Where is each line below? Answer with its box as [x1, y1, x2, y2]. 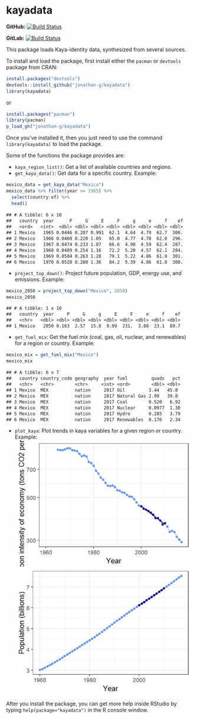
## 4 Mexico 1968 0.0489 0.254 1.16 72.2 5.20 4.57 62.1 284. [6, 247, 183, 253]
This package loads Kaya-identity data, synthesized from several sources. [6, 45, 187, 53]
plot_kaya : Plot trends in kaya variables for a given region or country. [14, 427, 183, 434]
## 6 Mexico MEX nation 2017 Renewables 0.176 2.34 [6, 417, 181, 423]
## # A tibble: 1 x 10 [6, 305, 62, 312]
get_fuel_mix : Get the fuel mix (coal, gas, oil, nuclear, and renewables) [14, 334, 187, 341]
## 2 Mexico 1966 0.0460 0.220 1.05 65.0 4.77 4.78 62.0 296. [6, 236, 183, 241]
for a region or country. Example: [14, 340, 95, 347]
